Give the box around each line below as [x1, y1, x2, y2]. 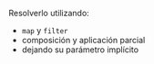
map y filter [21, 25, 68, 35]
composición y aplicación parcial [21, 35, 146, 45]
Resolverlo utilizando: [8, 8, 90, 18]
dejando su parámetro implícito [21, 44, 139, 55]
